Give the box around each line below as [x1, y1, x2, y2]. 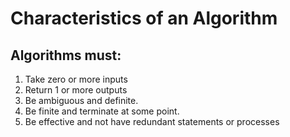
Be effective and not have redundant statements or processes [24, 116, 280, 127]
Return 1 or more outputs [24, 84, 128, 96]
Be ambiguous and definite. [24, 95, 139, 106]
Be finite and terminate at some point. [24, 105, 180, 117]
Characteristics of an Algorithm [10, 7, 278, 30]
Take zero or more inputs [24, 73, 128, 85]
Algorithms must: [10, 47, 122, 64]
